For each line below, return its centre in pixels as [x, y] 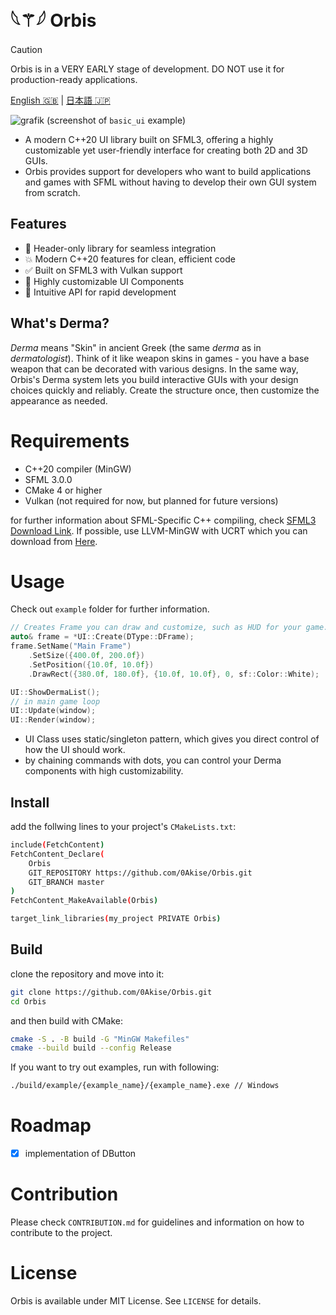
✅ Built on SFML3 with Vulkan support [103, 270]
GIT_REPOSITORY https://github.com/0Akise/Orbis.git [140, 873]
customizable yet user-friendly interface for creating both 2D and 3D [166, 150]
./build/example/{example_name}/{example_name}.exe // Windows [145, 1086]
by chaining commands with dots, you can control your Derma [153, 760]
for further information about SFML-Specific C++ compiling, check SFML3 [163, 520]
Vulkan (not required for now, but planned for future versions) [151, 500]
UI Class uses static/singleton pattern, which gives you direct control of [172, 739]
